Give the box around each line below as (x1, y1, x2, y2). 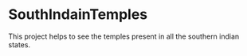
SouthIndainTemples (8, 6, 148, 24)
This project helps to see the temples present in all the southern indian (8, 32, 240, 41)
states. (8, 39, 30, 49)
